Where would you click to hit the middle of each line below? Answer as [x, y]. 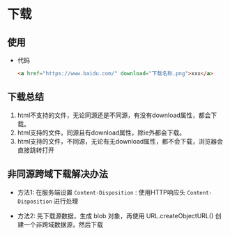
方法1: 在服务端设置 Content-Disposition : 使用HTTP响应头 [101, 192]
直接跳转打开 [36, 150]
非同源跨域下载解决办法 [58, 174]
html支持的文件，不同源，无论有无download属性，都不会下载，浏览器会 [120, 141]
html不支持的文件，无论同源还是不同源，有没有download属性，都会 [114, 115]
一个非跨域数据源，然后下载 [63, 225]
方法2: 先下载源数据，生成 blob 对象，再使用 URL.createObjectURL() [115, 215]
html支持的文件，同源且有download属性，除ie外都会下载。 [101, 132]
